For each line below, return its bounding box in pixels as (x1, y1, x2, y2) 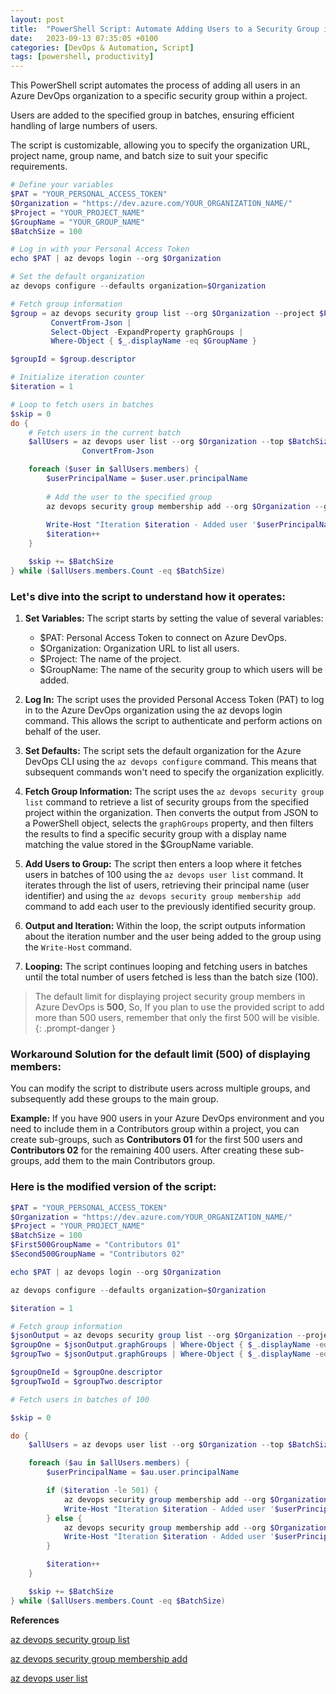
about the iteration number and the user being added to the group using (24, 931, 322, 943)
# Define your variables (10, 180, 114, 190)
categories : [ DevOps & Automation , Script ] (10, 42, 195, 53)
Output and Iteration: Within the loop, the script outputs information (24, 920, 306, 932)
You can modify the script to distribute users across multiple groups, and (10, 1082, 311, 1095)
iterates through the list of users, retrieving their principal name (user (24, 879, 310, 891)
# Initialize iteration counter (10, 372, 145, 383)
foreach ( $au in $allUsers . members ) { (28, 1458, 190, 1468)
